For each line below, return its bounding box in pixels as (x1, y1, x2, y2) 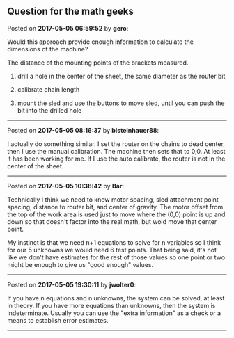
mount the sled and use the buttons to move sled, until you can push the (17, 99, 225, 107)
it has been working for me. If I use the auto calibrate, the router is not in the (7, 154, 226, 163)
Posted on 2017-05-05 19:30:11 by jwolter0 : (7, 280, 136, 289)
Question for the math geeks (7, 6, 134, 17)
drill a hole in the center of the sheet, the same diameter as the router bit (17, 72, 226, 80)
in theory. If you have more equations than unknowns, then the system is (7, 301, 216, 309)
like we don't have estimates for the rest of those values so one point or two (7, 253, 225, 261)
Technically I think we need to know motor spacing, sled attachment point (7, 195, 219, 204)
